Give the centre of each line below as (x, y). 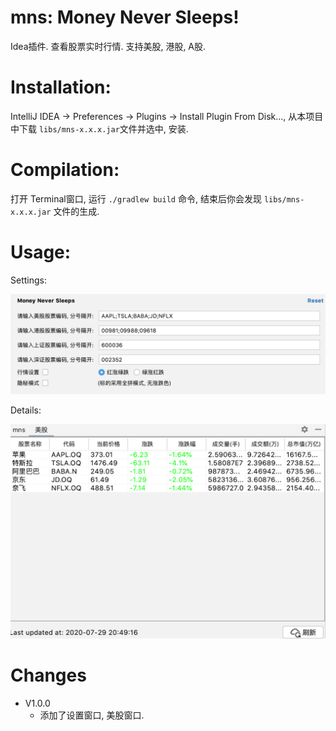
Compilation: (65, 170)
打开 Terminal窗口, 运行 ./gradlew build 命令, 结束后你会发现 (136, 198)
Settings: (28, 280)
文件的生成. (76, 211)
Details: (26, 410)
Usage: (41, 252)
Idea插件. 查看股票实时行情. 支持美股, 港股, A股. (108, 46)
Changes (48, 675)
